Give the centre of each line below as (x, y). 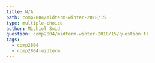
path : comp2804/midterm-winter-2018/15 (56, 17)
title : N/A (20, 12)
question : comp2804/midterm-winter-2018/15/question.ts (77, 34)
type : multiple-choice (35, 23)
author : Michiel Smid (33, 28)
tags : (13, 40)
